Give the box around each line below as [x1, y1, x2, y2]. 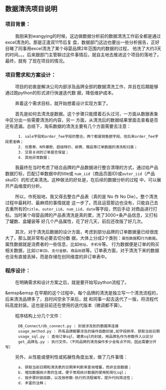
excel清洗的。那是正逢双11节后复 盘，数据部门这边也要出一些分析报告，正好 [5, 39, 160, 45]
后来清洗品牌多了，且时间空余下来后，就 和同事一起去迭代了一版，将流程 [5, 296, 154, 302]
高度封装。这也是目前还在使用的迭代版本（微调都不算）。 [9, 302, 125, 308]
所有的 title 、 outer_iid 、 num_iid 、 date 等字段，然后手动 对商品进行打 [13, 206, 158, 212]
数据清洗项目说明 [5, 4, 57, 13]
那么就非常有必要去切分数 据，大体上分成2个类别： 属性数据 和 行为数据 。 [18, 235, 160, 241]
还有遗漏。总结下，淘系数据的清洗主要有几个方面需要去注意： [5, 123, 131, 129]
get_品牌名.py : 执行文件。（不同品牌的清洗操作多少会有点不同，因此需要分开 [18, 339, 157, 344]
